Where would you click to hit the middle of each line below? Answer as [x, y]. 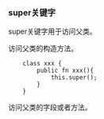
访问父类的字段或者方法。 [50, 107]
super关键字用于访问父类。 [52, 32]
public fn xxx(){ [65, 71]
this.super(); [74, 77]
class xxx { [42, 64]
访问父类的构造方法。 [43, 49]
